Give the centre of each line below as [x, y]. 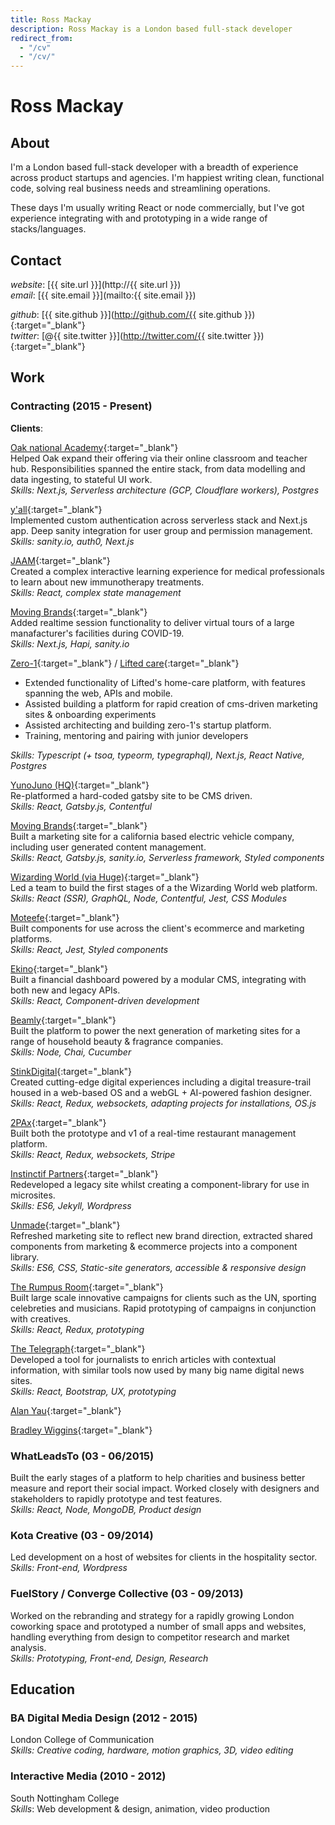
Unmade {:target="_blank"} [65, 1225]
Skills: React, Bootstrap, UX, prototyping [93, 1391]
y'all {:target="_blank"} [56, 509]
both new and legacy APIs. [65, 990]
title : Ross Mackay [51, 19]
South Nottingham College [65, 1798]
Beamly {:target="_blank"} [63, 1020]
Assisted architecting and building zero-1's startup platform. [148, 725]
